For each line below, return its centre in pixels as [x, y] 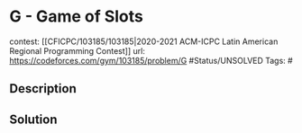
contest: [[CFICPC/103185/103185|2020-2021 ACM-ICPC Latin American [144, 41]
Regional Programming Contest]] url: [78, 50]
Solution [33, 119]
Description [43, 89]
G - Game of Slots [77, 17]
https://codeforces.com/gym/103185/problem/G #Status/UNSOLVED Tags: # [151, 60]
